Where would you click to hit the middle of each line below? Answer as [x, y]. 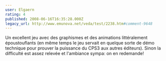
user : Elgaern [20, 10]
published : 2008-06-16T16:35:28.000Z [44, 19]
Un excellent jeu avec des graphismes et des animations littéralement [77, 38]
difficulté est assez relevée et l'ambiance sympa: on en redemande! [75, 54]
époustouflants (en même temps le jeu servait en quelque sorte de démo [80, 43]
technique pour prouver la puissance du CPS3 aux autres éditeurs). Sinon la [83, 48]
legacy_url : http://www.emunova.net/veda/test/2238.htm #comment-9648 [79, 24]
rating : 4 [15, 14]
